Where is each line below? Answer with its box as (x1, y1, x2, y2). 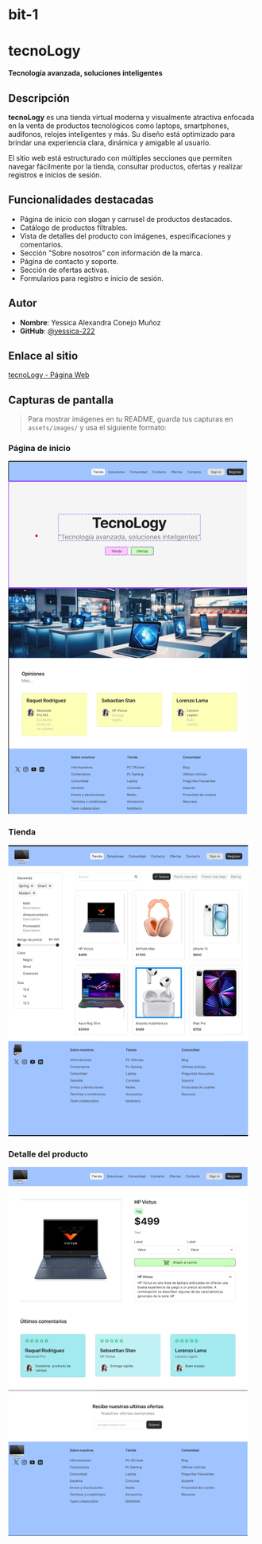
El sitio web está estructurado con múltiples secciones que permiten (8, 153, 233, 162)
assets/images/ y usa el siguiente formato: (27, 423, 167, 433)
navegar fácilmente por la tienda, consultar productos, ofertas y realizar (8, 161, 244, 171)
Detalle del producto (8, 1148, 89, 1159)
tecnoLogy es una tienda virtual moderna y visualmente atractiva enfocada (8, 112, 255, 122)
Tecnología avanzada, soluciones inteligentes (8, 68, 163, 78)
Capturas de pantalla (8, 393, 114, 406)
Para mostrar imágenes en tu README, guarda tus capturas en (27, 414, 233, 424)
